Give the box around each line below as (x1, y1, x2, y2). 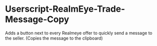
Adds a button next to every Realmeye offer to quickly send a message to (5, 30, 153, 36)
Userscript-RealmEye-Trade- (5, 3, 125, 15)
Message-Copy (5, 14, 69, 25)
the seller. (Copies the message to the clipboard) (5, 35, 103, 41)
